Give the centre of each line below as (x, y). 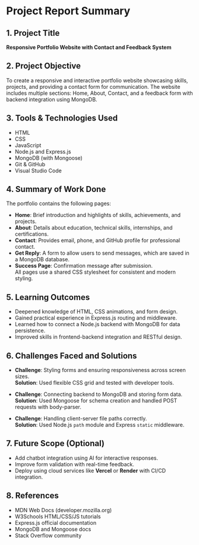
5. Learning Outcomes (48, 297)
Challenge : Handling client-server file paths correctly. (81, 419)
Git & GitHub (30, 164)
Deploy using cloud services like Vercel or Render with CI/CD (90, 470)
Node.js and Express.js (43, 151)
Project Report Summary (68, 11)
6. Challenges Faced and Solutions (72, 356)
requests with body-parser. (48, 407)
